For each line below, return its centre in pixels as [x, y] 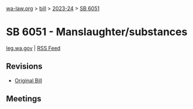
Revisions [24, 66]
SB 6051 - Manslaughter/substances [97, 32]
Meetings [24, 99]
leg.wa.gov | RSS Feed [33, 48]
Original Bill [28, 80]
